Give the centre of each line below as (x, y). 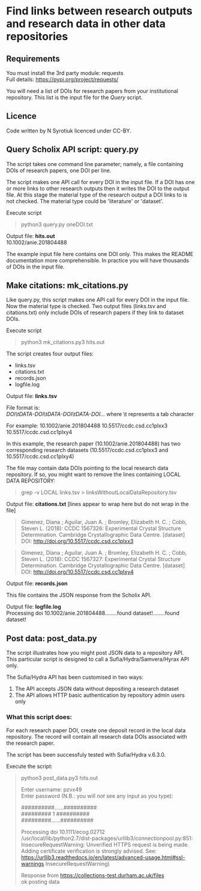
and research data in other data (86, 24)
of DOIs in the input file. (35, 267)
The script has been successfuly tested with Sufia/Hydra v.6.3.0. (86, 754)
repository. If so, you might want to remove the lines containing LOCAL (94, 474)
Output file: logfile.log (34, 607)
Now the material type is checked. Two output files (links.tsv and (86, 306)
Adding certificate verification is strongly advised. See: (89, 851)
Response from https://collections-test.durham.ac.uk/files (92, 875)
